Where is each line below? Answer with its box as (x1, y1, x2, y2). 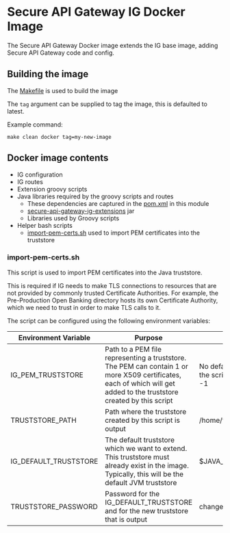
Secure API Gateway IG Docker (7, 4, 186, 20)
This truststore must (105, 452, 170, 462)
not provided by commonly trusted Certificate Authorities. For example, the (7, 289, 219, 297)
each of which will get (105, 378, 176, 388)
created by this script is (105, 415, 180, 425)
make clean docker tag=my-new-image (7, 133, 112, 140)
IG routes (16, 177, 43, 185)
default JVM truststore (105, 478, 177, 487)
